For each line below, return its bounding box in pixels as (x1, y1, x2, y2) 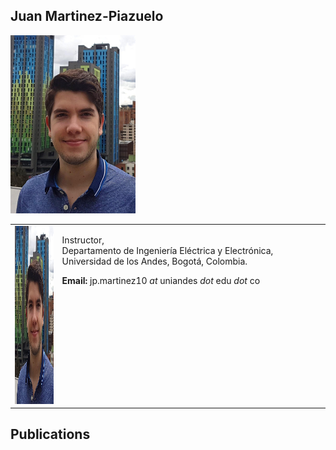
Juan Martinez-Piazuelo (10, 8, 164, 25)
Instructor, (61, 234, 105, 246)
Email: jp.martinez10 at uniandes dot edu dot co (61, 274, 261, 286)
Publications (10, 426, 91, 443)
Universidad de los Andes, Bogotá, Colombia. (61, 255, 248, 267)
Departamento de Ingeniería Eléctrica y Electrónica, (61, 244, 274, 256)
